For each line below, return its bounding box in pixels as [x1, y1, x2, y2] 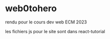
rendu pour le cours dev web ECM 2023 [5, 19, 87, 25]
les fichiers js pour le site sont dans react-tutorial [5, 28, 106, 34]
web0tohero [5, 3, 57, 14]
